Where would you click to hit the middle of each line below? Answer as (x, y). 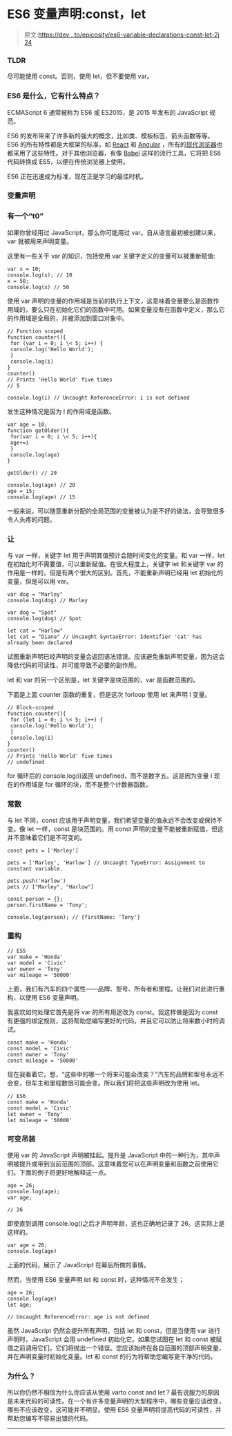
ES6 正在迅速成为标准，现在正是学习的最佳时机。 (77, 176)
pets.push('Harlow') (37, 881)
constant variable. (35, 869)
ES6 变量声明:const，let (77, 14)
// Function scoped (35, 331)
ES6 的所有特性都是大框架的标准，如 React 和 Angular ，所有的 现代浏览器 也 (115, 144)
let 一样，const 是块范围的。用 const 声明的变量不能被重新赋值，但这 (125, 829)
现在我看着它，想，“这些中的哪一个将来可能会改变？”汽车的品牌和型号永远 (113, 1074)
